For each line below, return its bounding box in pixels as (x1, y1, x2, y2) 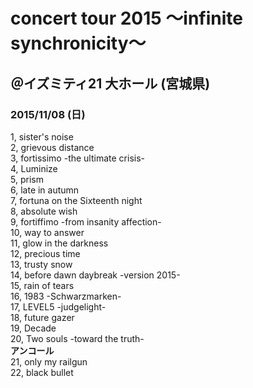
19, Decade (10, 322, 57, 334)
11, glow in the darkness (10, 237, 109, 249)
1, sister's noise (10, 130, 74, 143)
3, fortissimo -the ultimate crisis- (10, 152, 146, 164)
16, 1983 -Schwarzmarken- (10, 290, 122, 302)
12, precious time (10, 247, 81, 259)
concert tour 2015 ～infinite (10, 7, 243, 30)
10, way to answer (10, 226, 85, 238)
